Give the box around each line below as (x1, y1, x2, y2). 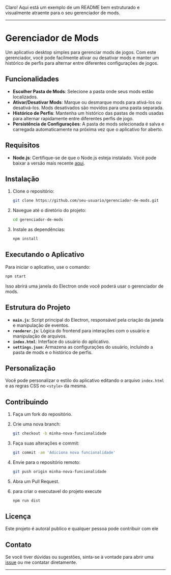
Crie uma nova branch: (12, 421, 61, 427)
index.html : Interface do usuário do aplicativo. (12, 338, 110, 345)
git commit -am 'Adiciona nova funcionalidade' (12, 450, 116, 455)
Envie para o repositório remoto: (12, 459, 80, 465)
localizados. (12, 94, 38, 100)
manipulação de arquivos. (12, 333, 67, 339)
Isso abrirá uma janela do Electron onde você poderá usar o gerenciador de (5, 283, 164, 289)
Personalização (5, 364, 56, 373)
